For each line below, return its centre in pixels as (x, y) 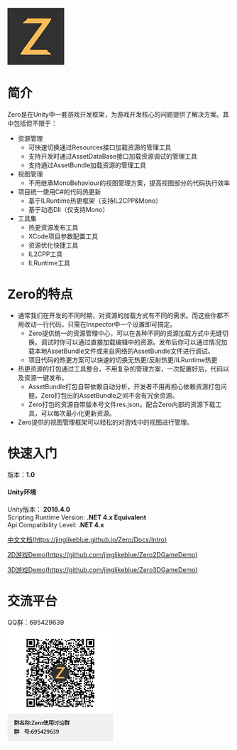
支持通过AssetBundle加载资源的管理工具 (87, 165)
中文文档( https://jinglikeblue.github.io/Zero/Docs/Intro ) (87, 540)
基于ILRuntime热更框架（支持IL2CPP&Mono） (95, 201)
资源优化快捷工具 (53, 245)
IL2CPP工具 (45, 254)
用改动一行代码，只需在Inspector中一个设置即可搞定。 (97, 324)
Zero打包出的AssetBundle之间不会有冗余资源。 (110, 395)
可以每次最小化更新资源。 (78, 413)
